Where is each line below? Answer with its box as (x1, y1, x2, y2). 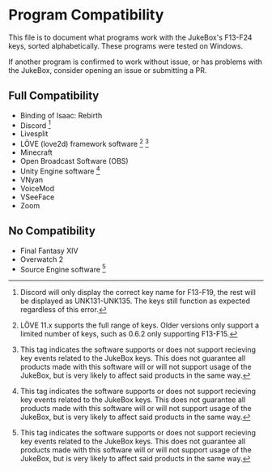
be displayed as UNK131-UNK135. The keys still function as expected (19, 296, 251, 306)
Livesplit (19, 129, 49, 139)
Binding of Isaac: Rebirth (19, 110, 103, 120)
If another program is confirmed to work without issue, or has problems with (8, 57, 263, 66)
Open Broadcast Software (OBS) (19, 156, 129, 166)
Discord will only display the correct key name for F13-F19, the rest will (19, 288, 257, 298)
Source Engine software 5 (19, 263, 107, 274)
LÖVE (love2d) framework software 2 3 (19, 138, 150, 149)
